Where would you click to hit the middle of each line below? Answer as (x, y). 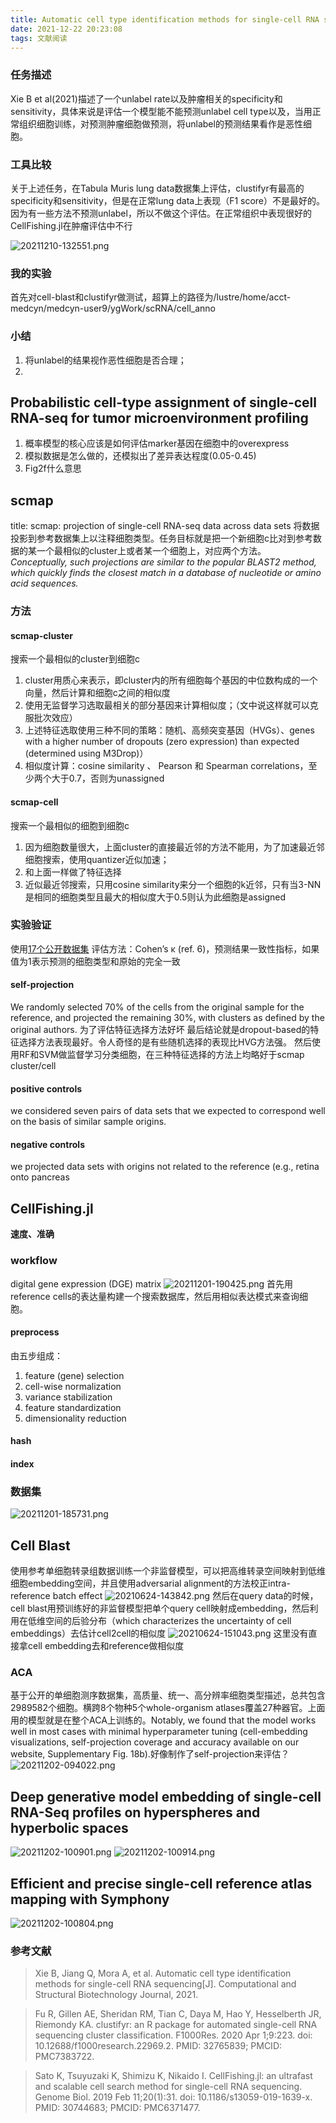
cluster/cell (33, 1066)
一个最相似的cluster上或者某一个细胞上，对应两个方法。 (151, 551)
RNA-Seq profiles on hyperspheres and (135, 1812)
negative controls (47, 1144)
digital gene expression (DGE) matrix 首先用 (152, 1283)
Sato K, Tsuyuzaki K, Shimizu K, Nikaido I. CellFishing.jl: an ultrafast (173, 2076)
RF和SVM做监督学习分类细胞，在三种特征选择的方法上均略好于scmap (161, 1055)
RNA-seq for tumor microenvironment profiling (159, 417)
